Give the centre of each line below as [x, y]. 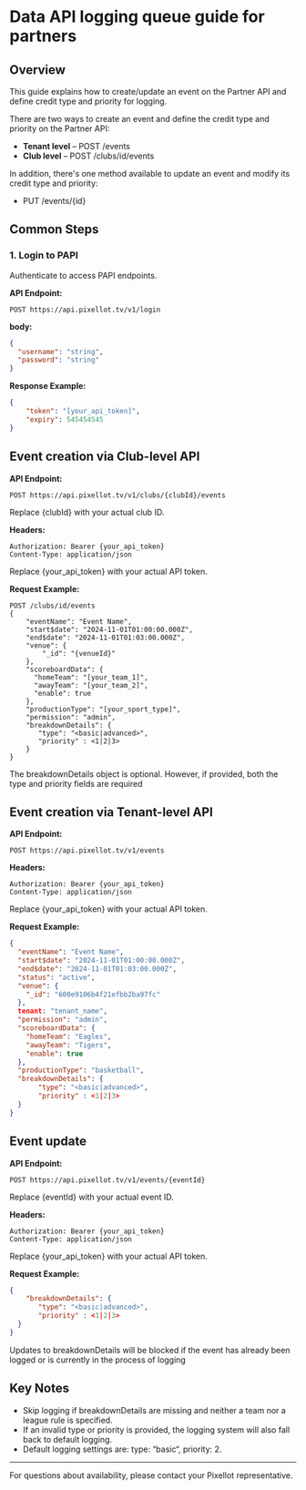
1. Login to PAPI [44, 255]
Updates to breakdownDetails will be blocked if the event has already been [150, 1350]
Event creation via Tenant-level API [112, 812]
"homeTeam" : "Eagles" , [69, 1036]
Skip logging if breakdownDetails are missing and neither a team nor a [154, 1410]
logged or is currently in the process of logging [98, 1360]
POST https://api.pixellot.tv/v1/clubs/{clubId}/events [117, 495]
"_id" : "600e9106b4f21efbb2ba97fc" [93, 995]
